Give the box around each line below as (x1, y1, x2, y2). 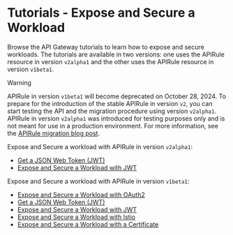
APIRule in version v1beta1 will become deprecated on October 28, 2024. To (7, 92, 227, 100)
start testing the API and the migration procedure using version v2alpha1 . (7, 107, 217, 115)
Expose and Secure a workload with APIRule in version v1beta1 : (7, 176, 190, 185)
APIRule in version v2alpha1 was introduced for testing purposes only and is (7, 114, 225, 123)
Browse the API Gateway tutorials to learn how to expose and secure (7, 43, 204, 51)
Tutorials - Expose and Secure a (7, 5, 195, 21)
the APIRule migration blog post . (7, 129, 100, 137)
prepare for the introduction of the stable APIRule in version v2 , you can (7, 99, 213, 107)
